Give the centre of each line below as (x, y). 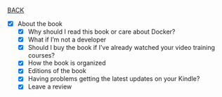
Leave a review (50, 86)
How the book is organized (67, 63)
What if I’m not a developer (67, 40)
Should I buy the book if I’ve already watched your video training (122, 48)
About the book (40, 24)
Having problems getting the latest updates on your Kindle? (114, 79)
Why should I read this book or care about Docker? (102, 32)
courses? (41, 56)
